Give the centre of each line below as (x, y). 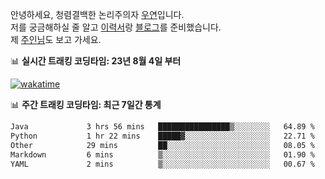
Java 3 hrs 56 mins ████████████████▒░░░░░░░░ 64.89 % (162, 127)
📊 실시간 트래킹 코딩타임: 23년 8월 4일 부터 (96, 61)
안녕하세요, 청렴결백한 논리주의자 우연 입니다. (97, 14)
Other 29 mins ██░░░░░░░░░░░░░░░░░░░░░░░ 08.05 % (162, 145)
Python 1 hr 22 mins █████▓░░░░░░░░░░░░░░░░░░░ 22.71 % (162, 136)
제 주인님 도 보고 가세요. (56, 39)
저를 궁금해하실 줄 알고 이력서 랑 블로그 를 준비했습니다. (116, 27)
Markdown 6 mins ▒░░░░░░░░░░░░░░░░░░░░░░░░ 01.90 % (162, 154)
